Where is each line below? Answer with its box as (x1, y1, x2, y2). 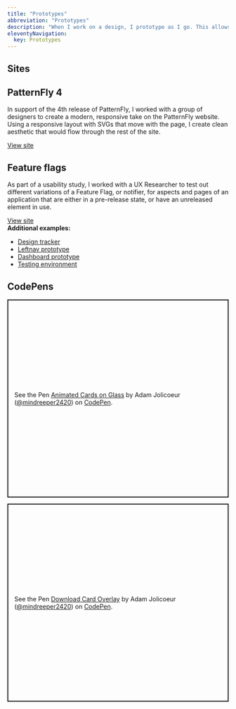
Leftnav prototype (17, 245, 70, 253)
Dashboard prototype (17, 253, 80, 261)
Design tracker (17, 237, 61, 246)
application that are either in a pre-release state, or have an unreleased (7, 195, 213, 204)
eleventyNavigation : (7, 30, 68, 37)
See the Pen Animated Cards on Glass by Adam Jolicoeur (14, 390, 181, 399)
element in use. (7, 203, 52, 211)
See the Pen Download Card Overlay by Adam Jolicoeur (14, 594, 176, 603)
